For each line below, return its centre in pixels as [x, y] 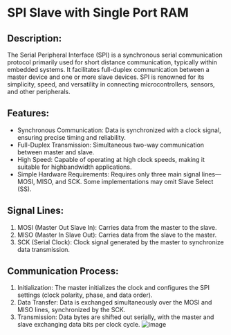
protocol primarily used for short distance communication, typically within [112, 62]
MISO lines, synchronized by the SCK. [71, 310]
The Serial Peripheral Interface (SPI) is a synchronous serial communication [115, 55]
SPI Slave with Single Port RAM [98, 13]
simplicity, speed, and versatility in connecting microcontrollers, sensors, [111, 84]
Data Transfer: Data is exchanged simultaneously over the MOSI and [114, 302]
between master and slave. [56, 152]
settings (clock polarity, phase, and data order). [85, 295]
